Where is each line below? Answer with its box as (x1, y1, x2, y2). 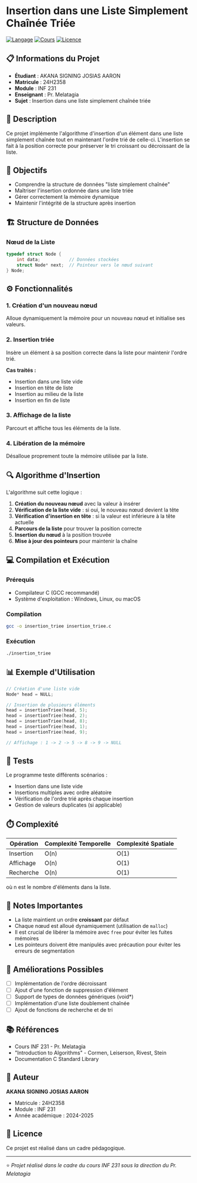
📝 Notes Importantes (6, 900, 83, 910)
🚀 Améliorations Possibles (6, 964, 104, 974)
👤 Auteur (6, 1072, 39, 1083)
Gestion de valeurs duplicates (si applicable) (14, 802, 122, 809)
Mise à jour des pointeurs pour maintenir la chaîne (14, 537, 138, 544)
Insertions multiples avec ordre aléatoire (14, 789, 112, 796)
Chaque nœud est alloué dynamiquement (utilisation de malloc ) (14, 923, 168, 930)
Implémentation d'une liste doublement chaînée (14, 1000, 130, 1007)
